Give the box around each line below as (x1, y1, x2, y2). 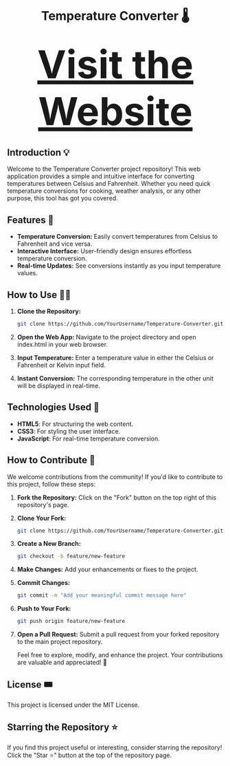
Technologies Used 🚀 (7, 401, 100, 413)
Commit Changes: (16, 579, 71, 587)
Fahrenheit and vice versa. (16, 240, 93, 248)
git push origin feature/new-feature (16, 618, 126, 625)
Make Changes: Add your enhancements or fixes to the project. (16, 565, 198, 574)
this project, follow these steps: (7, 480, 96, 488)
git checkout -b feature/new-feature (16, 553, 126, 560)
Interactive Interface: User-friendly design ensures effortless (16, 247, 192, 255)
